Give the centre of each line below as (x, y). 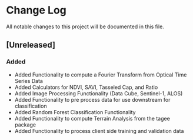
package (25, 125)
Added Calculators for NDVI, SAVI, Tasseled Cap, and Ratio (86, 87)
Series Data (29, 81)
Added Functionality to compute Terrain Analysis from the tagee (92, 118)
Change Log (36, 10)
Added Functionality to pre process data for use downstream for (92, 99)
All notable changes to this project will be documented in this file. (85, 26)
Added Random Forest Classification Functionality (75, 112)
